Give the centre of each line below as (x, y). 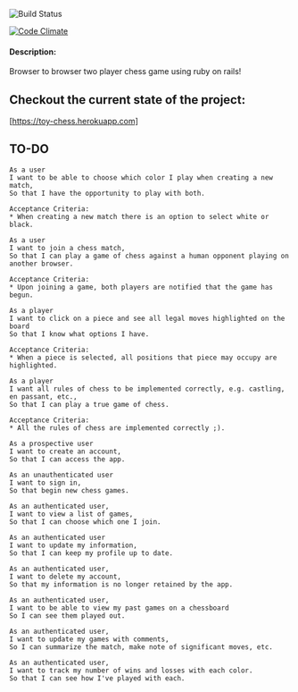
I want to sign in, (46, 483)
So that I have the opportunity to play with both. (107, 193)
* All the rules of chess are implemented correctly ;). (117, 428)
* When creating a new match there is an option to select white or (139, 216)
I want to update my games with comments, (89, 639)
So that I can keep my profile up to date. (91, 553)
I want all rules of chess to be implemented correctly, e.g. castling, (147, 389)
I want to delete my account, (66, 577)
